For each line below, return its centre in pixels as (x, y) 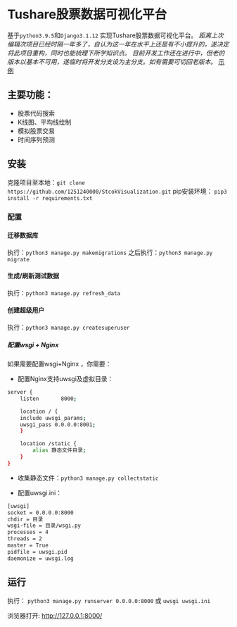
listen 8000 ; (49, 399)
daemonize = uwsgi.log (40, 558)
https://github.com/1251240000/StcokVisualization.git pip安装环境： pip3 (117, 191)
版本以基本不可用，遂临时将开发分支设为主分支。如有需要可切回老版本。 (112, 61)
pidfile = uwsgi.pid (38, 552)
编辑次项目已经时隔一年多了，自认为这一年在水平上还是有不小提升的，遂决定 (118, 44)
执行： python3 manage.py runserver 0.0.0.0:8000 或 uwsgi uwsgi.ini (109, 600)
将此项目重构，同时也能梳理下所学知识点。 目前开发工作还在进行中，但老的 (116, 53)
